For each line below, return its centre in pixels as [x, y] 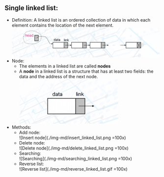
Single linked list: [31, 8]
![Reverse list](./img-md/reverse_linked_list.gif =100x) [73, 169]
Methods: [21, 127]
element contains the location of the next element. [63, 25]
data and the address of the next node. [58, 76]
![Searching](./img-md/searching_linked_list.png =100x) [75, 158]
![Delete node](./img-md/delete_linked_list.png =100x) [74, 148]
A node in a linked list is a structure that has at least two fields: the [86, 71]
